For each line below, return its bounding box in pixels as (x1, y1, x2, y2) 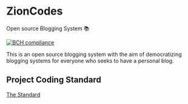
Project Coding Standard (6, 75, 101, 85)
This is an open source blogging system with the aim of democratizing (6, 50, 182, 58)
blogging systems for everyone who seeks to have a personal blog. (6, 57, 174, 64)
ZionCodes (6, 4, 63, 18)
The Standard (6, 91, 41, 98)
